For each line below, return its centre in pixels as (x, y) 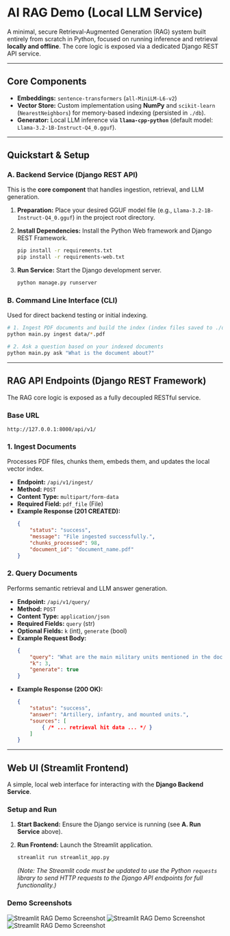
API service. (24, 54)
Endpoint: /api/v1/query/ (53, 601)
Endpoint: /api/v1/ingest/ (55, 482)
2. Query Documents (42, 573)
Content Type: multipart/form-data (68, 497)
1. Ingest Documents (42, 446)
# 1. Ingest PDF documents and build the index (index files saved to (110, 328)
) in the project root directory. (114, 218)
